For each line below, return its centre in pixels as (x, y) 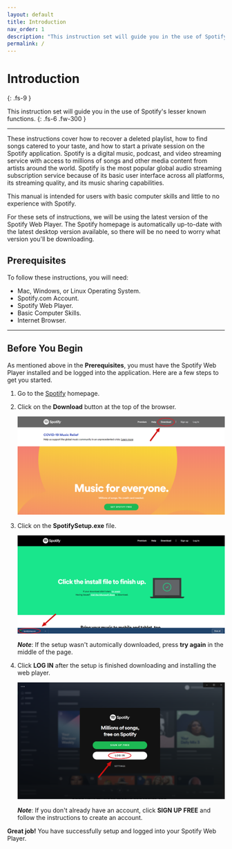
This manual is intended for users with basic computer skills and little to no (113, 197)
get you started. (30, 380)
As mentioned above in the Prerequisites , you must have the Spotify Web (112, 365)
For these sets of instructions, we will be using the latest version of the (108, 217)
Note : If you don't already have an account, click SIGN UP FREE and (114, 810)
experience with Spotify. (42, 203)
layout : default (30, 15)
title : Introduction (37, 22)
